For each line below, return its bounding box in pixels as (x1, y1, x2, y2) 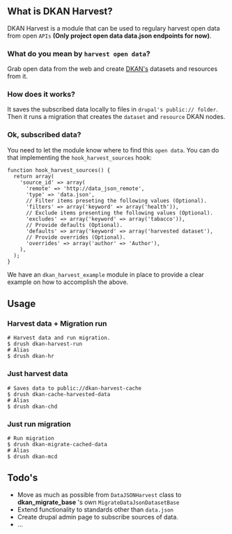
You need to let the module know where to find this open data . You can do (7, 146, 219, 154)
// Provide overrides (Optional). (25, 233, 127, 241)
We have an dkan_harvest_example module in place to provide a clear (7, 270, 204, 278)
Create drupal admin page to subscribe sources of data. (17, 512, 179, 521)
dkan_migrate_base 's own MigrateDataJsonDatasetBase (17, 498, 180, 506)
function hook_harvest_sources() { (7, 166, 111, 173)
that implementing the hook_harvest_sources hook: (7, 153, 152, 162)
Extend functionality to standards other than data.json (17, 505, 174, 514)
